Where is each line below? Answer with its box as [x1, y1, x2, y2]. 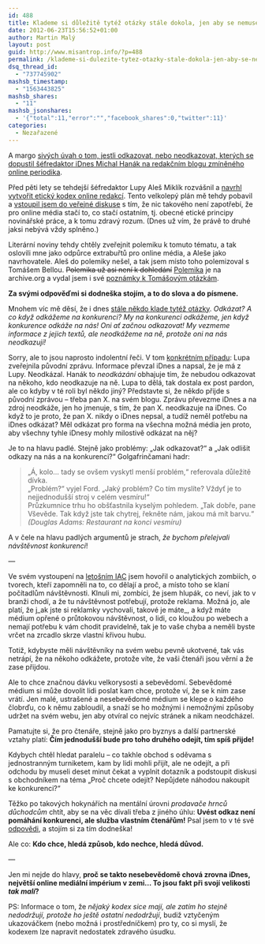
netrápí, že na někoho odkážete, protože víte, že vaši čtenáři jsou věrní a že [8, 654, 254, 663]
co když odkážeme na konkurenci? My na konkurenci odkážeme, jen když [8, 312, 250, 322]
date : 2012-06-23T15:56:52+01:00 [8, 26, 118, 34]
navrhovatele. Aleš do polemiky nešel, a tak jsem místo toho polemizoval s [8, 256, 250, 266]
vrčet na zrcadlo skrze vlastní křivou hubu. [8, 630, 147, 640]
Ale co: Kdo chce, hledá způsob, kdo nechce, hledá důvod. [8, 839, 203, 849]
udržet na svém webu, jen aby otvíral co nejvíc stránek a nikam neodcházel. [8, 711, 255, 720]
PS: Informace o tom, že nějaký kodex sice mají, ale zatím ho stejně [8, 901, 228, 911]
